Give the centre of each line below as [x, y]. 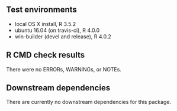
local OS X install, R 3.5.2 [45, 24]
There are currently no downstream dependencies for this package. [89, 102]
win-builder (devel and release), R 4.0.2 [63, 36]
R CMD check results [46, 55]
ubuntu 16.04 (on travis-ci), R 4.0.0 [57, 30]
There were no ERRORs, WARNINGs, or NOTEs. [64, 69]
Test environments [41, 10]
